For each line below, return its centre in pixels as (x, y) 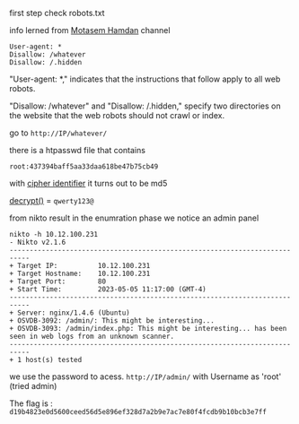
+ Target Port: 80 (57, 281)
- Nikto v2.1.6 (38, 242)
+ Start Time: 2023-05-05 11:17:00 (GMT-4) (108, 290)
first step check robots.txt (57, 13)
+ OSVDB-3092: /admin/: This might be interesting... (112, 321)
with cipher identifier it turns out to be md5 (88, 183)
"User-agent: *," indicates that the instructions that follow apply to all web (145, 79)
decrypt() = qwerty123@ (52, 200)
